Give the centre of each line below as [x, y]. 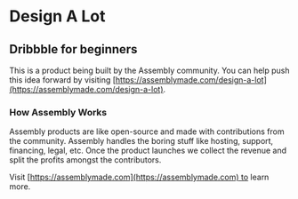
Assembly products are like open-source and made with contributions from [147, 131]
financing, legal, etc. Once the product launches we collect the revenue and [148, 151]
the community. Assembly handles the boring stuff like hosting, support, [141, 141]
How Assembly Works [58, 112]
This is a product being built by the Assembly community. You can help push [149, 70]
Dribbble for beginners [73, 49]
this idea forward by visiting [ [63, 80]
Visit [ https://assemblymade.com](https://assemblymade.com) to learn [139, 177]
